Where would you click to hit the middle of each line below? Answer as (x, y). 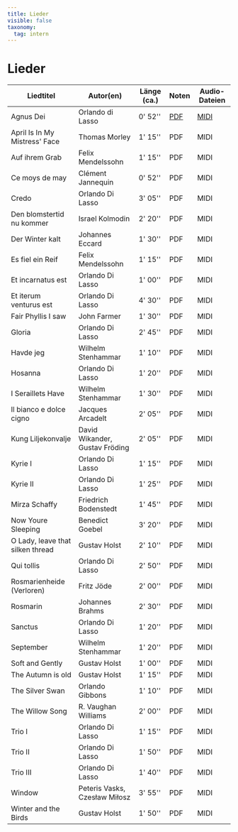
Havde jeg (28, 353)
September (29, 647)
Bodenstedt (98, 509)
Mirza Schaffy (34, 505)
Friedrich (93, 500)
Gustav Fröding (104, 448)
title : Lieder (28, 14)
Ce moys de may (39, 178)
